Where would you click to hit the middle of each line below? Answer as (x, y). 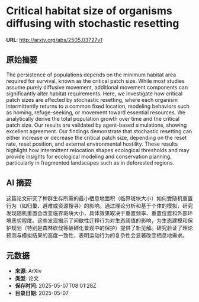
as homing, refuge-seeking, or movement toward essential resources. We (96, 112)
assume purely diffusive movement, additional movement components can (97, 87)
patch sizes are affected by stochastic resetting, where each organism (92, 99)
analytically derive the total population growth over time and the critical (93, 118)
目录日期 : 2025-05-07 (42, 293)
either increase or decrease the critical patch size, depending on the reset (97, 137)
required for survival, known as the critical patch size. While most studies (95, 81)
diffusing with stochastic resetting (93, 23)
